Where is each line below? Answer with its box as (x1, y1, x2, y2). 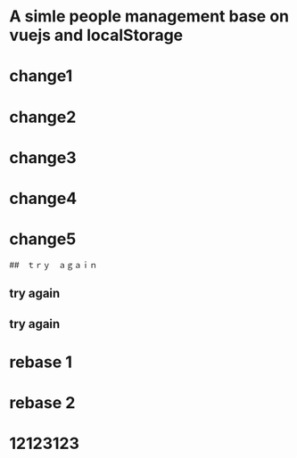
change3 (9, 147, 78, 168)
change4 (9, 188, 78, 209)
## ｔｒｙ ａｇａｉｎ (9, 259, 98, 270)
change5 (9, 229, 77, 249)
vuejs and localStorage (9, 25, 184, 45)
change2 (9, 107, 77, 127)
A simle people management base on (9, 6, 290, 27)
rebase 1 (9, 352, 73, 372)
